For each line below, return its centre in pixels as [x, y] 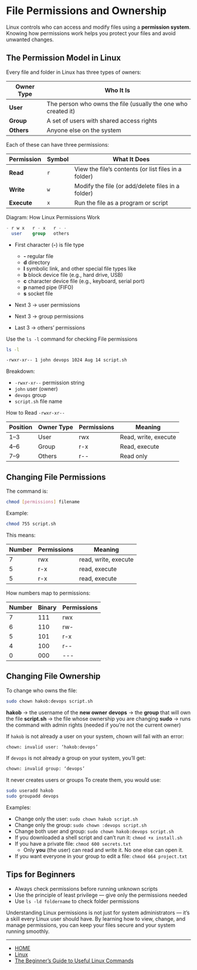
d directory [37, 262]
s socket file [38, 293]
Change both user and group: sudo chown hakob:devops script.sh [94, 831]
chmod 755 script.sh [31, 524]
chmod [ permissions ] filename [43, 502]
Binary [47, 607]
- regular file [38, 256]
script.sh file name [38, 401]
